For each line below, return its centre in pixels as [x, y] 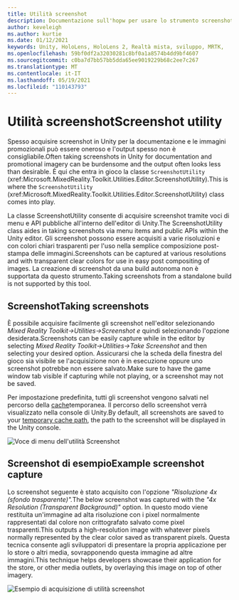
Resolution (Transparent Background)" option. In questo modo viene [108, 507]
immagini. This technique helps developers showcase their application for [115, 559]
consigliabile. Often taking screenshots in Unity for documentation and [110, 156]
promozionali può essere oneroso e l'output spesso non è [92, 149]
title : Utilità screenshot [47, 14]
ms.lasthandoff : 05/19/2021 [49, 80]
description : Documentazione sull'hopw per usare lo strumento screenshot [121, 21]
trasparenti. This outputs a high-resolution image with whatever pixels [109, 530]
